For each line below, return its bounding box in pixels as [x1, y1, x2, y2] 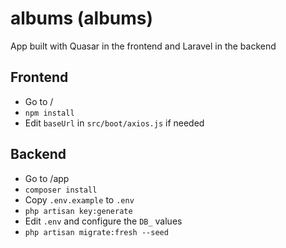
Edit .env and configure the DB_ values [24, 215, 183, 227]
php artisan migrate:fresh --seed [24, 227, 169, 237]
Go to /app [24, 172, 70, 184]
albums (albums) [10, 7, 154, 30]
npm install [24, 108, 75, 118]
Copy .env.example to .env [24, 193, 135, 206]
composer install [24, 185, 98, 195]
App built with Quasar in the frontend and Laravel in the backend [10, 40, 277, 52]
